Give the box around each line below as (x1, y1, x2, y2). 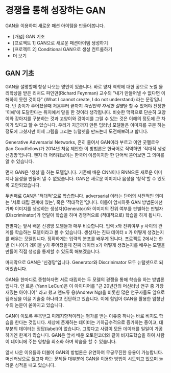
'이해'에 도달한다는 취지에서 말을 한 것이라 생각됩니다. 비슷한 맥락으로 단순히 (5, 109, 157, 115)
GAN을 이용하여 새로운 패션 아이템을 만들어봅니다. (5, 22, 105, 29)
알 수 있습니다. (5, 158, 34, 164)
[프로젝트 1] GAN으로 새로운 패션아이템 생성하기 (12, 39, 108, 46)
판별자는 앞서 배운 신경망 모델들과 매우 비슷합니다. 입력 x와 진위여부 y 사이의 (5, 223, 157, 229)
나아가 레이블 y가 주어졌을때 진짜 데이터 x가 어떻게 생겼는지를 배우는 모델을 (16, 242, 165, 248)
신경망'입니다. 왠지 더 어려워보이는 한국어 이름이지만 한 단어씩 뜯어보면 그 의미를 (5, 152, 165, 158)
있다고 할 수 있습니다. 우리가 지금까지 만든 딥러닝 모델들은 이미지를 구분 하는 (14, 122, 166, 128)
